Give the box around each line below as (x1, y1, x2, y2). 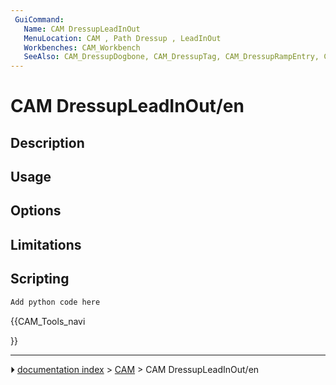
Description (10, 134, 85, 151)
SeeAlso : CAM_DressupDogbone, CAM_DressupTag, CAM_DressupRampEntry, (23, 52, 320, 62)
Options (10, 202, 62, 220)
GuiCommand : (14, 14, 65, 25)
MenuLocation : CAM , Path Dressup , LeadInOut (23, 33, 222, 43)
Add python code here (10, 297, 101, 307)
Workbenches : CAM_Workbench (23, 42, 141, 53)
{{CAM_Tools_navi (10, 315, 86, 327)
